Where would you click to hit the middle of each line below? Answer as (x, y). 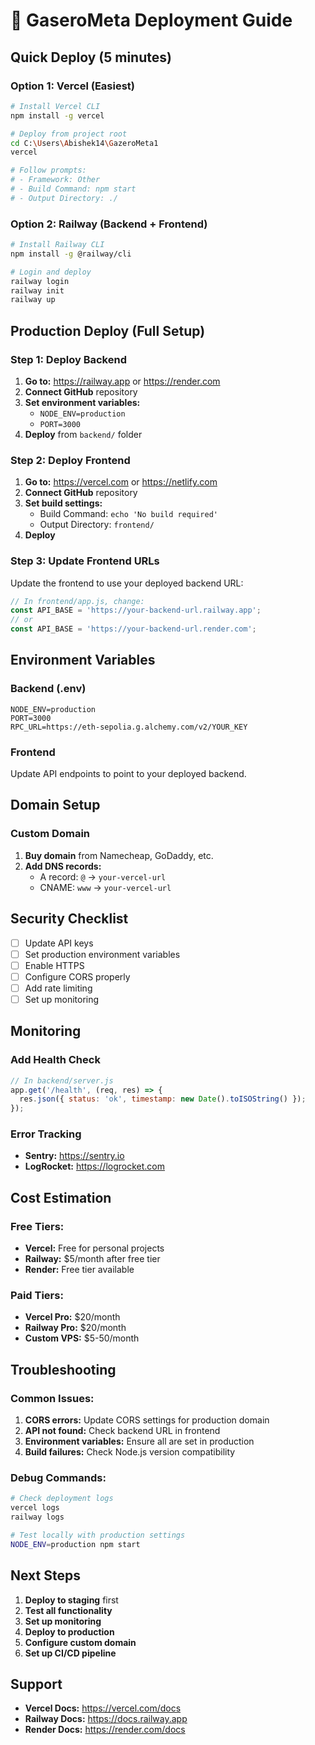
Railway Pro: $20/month (75, 1328)
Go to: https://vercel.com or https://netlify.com (121, 482)
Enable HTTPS (54, 965)
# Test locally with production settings (98, 1535)
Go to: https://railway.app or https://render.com (122, 381)
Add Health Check (55, 1060)
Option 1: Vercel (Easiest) (72, 86)
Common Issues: (52, 1398)
